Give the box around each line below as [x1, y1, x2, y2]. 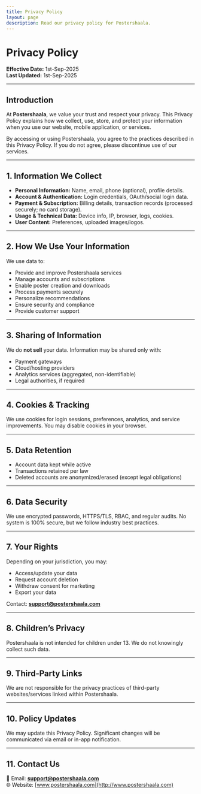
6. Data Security [6, 497, 68, 507]
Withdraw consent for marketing [14, 582, 95, 589]
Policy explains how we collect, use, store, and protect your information [6, 117, 182, 125]
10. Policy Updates [6, 714, 77, 724]
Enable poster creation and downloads [14, 282, 111, 289]
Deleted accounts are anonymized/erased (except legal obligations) [14, 474, 182, 481]
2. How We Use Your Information [6, 241, 130, 252]
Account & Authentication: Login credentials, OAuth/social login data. [14, 193, 188, 200]
